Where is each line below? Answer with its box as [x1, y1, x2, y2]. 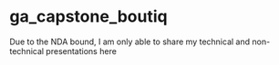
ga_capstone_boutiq [9, 6, 168, 27]
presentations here [45, 45, 117, 56]
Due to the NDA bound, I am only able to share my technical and [9, 36, 251, 47]
